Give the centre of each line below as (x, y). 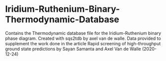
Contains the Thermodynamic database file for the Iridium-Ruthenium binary (83, 33)
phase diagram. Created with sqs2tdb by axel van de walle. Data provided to (83, 38)
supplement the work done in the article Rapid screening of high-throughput (83, 43)
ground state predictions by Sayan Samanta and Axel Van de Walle (73, 49)
